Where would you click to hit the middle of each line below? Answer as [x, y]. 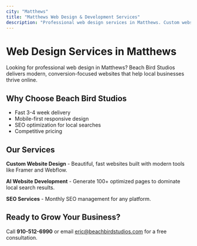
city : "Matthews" [27, 11]
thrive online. [22, 80]
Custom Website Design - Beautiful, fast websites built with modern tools [95, 163]
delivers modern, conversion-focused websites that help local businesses [95, 74]
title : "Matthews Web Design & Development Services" [73, 17]
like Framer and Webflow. [37, 170]
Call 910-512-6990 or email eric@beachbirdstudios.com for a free [86, 231]
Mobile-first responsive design [52, 119]
